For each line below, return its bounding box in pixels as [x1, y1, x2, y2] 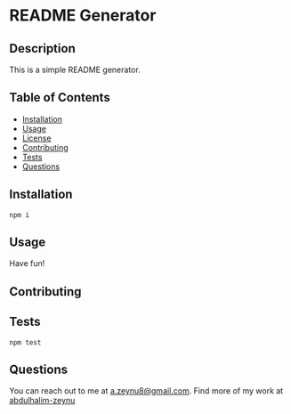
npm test [9, 337, 42, 347]
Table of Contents [9, 90, 111, 105]
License [21, 133, 52, 143]
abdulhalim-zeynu [9, 395, 76, 406]
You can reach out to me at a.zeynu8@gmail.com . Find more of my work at [9, 386, 284, 396]
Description [9, 41, 76, 56]
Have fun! [9, 258, 45, 269]
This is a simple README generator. [9, 64, 141, 75]
